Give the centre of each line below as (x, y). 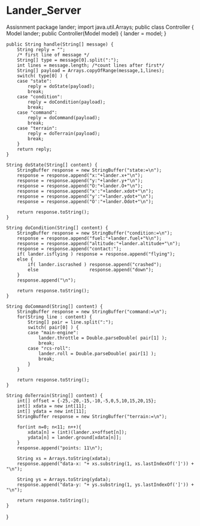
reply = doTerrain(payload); (64, 133)
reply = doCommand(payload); (64, 117)
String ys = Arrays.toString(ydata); (64, 479)
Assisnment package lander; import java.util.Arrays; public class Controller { (100, 27)
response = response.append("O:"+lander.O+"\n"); (80, 186)
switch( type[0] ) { (43, 75)
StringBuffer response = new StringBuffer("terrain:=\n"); (92, 416)
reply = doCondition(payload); (67, 102)
